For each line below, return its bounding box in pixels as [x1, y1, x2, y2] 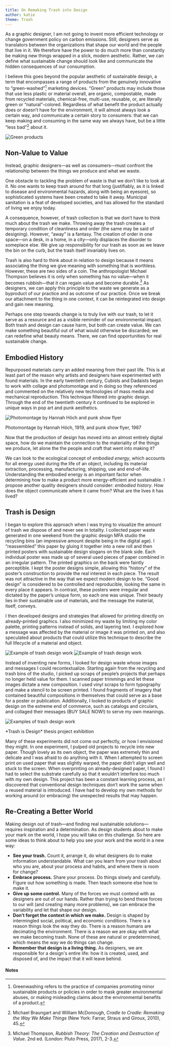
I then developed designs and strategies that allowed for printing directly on [5, 612, 164, 618]
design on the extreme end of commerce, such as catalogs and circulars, [5, 703, 159, 709]
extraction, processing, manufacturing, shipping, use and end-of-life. [5, 466, 150, 472]
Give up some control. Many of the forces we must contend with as [12, 890, 155, 896]
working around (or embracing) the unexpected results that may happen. [5, 792, 158, 798]
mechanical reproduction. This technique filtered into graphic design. [5, 394, 150, 400]
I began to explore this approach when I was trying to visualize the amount [5, 521, 162, 528]
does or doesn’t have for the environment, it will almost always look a [5, 107, 150, 113]
